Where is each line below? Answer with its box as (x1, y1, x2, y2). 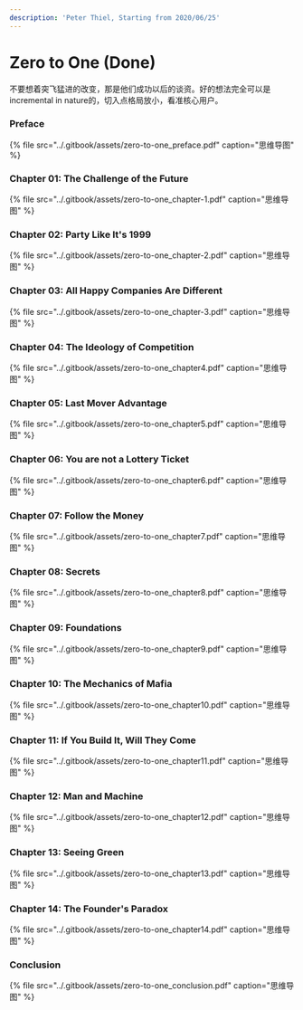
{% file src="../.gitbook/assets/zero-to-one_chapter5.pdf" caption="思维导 (9, 418, 288, 430)
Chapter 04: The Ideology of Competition (9, 340, 194, 353)
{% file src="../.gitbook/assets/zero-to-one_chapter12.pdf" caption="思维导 (9, 812, 291, 823)
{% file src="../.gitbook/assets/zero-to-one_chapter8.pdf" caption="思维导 (9, 587, 288, 598)
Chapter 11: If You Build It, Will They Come (9, 734, 196, 747)
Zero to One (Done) (9, 52, 156, 72)
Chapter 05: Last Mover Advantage (9, 396, 167, 409)
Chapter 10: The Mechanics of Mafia (9, 678, 173, 691)
